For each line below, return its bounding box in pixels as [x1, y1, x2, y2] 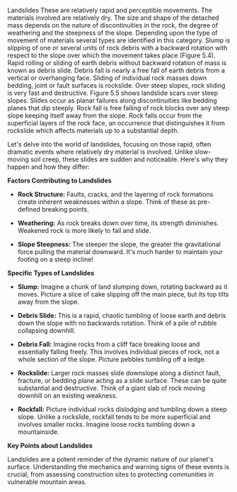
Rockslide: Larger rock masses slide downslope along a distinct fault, [17, 369, 221, 377]
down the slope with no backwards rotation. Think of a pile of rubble [17, 319, 217, 327]
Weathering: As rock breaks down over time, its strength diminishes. [17, 219, 219, 227]
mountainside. [17, 428, 59, 436]
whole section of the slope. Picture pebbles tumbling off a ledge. [17, 355, 207, 363]
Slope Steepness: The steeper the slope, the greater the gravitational [17, 240, 221, 248]
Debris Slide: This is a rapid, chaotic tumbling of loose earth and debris [17, 311, 226, 319]
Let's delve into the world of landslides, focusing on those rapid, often [7, 140, 212, 148]
